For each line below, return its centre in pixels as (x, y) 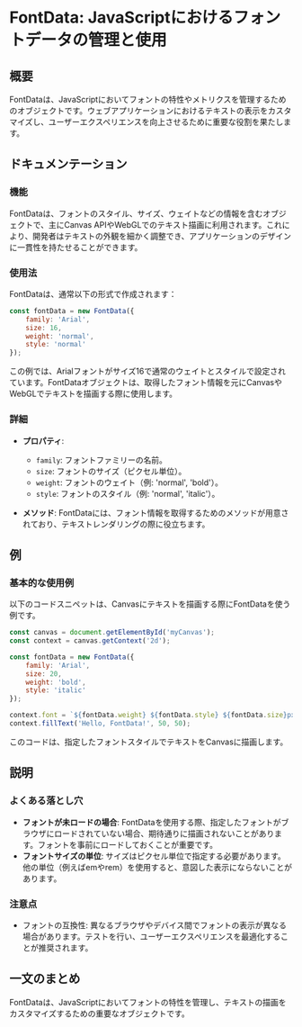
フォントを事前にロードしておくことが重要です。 (128, 844)
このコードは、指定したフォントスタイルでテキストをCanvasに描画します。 (149, 742)
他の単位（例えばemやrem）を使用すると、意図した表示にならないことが (157, 867)
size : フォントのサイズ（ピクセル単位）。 (111, 471)
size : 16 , (44, 328)
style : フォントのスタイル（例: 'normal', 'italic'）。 (128, 493)
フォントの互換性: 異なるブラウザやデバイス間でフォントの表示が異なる (155, 925)
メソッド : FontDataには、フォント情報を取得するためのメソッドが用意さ (155, 512)
